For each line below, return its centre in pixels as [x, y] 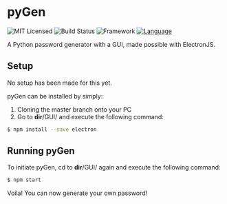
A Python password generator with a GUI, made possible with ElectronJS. [111, 44]
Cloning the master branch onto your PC [74, 109]
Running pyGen [41, 151]
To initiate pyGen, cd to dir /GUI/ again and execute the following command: [114, 167]
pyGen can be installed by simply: [55, 96]
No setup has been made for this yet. [60, 83]
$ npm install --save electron [52, 129]
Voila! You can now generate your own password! [77, 193]
